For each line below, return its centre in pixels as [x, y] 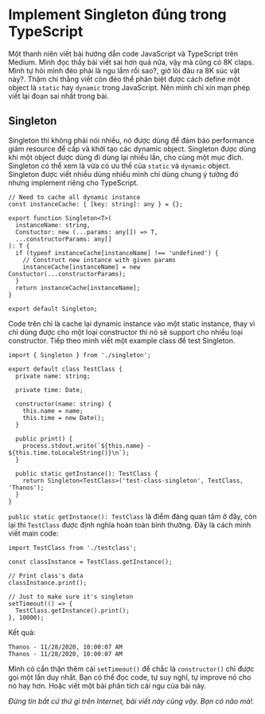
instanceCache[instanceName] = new [82, 267]
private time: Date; [49, 390]
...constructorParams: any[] [64, 239]
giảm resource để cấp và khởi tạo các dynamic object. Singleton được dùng [132, 148]
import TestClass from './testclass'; [72, 547]
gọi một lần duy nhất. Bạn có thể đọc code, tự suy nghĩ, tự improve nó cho [130, 677]
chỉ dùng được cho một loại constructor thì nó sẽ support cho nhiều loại [126, 331]
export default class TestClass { [66, 369]
